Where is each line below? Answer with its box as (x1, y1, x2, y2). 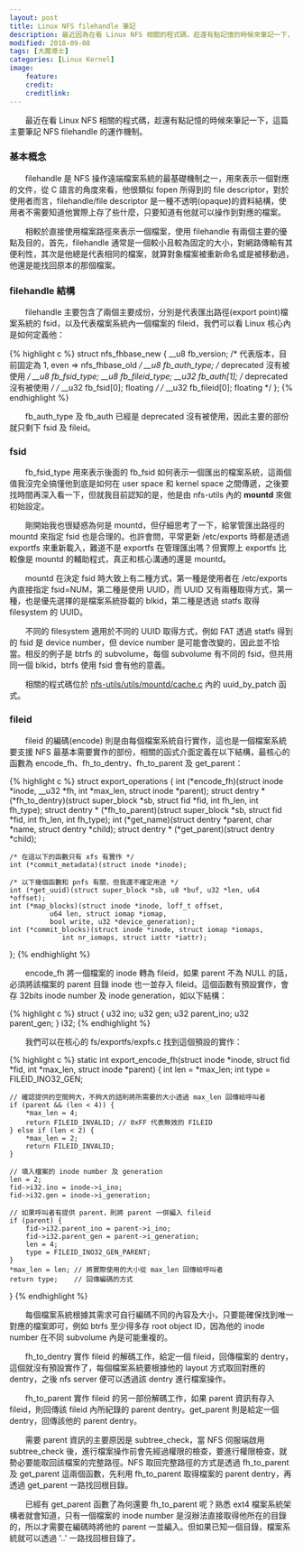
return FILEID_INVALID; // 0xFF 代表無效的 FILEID (25, 1118, 214, 1127)
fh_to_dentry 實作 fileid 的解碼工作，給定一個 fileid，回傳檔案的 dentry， (24, 1351, 293, 1362)
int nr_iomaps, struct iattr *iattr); (61, 933, 207, 942)
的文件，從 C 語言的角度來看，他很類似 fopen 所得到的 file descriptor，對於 (9, 184, 289, 195)
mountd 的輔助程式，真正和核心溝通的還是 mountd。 (34, 554, 232, 565)
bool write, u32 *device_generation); (49, 917, 196, 926)
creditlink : (25, 88, 70, 97)
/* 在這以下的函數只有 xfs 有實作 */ (9, 852, 135, 862)
